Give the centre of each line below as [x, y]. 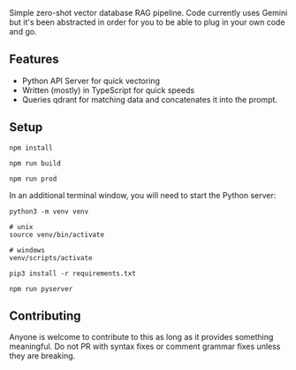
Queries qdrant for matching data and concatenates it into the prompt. [150, 99]
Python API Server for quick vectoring [91, 81]
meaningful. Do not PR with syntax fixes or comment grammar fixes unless [145, 347]
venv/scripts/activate [51, 258]
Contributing [45, 316]
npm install [31, 148]
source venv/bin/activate [57, 235]
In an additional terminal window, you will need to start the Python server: [143, 195]
